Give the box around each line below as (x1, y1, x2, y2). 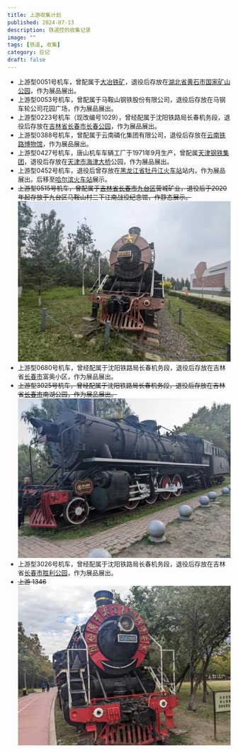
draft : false (7, 57, 46, 64)
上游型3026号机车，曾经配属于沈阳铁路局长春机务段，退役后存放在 (17, 559, 214, 568)
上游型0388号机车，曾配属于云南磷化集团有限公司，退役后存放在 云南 (17, 130, 220, 139)
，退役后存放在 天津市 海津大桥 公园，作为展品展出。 (23, 157, 174, 166)
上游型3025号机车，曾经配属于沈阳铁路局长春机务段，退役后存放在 (17, 381, 214, 389)
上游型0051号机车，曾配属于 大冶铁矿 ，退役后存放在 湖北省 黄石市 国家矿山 (17, 77, 231, 86)
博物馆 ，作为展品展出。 (23, 139, 93, 148)
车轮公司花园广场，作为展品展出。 (17, 104, 118, 113)
